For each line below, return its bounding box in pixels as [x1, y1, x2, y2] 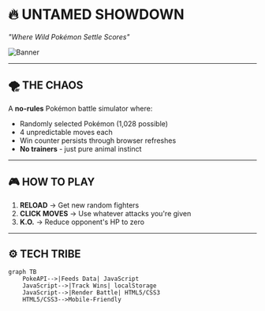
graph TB [8, 268, 37, 276]
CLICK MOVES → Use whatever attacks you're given [19, 208, 192, 218]
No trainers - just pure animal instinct [19, 144, 142, 153]
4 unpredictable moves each [19, 127, 113, 137]
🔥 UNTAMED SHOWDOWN [8, 6, 185, 24]
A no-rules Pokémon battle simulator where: [8, 103, 153, 113]
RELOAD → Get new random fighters [19, 200, 140, 210]
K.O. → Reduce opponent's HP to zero [19, 217, 144, 227]
